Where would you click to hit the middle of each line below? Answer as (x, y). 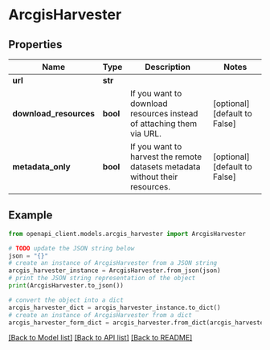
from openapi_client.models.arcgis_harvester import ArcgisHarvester (127, 234)
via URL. (146, 134)
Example (31, 216)
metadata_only (41, 167)
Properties (35, 45)
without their (154, 177)
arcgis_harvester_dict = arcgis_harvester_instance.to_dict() (115, 307)
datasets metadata (165, 167)
